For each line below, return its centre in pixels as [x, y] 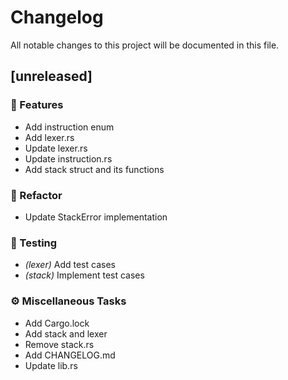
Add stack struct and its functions [94, 169]
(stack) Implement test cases [84, 275]
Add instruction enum [69, 127]
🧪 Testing [34, 243]
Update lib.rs [51, 365]
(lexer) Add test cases [70, 265]
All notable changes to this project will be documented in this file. [145, 45]
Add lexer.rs [49, 137]
